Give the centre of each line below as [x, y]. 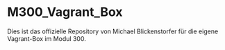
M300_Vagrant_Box [65, 12]
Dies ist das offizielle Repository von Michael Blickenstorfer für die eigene [113, 31]
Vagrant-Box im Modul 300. [47, 38]
